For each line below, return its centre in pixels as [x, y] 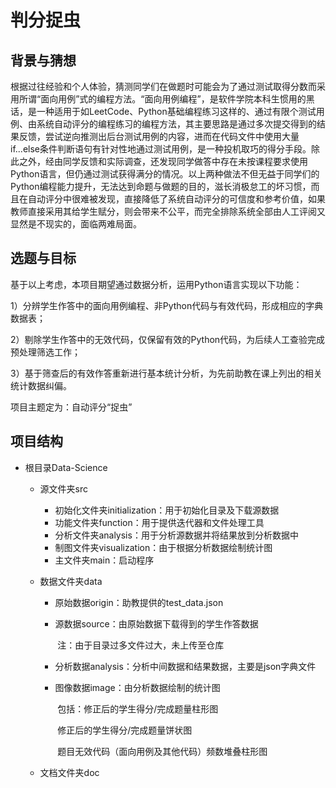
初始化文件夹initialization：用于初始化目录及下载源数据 [167, 510]
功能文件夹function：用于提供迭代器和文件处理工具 [159, 522]
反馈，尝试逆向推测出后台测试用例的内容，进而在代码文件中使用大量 [159, 136]
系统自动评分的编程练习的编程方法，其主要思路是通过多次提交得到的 [176, 124]
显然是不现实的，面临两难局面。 [76, 224]
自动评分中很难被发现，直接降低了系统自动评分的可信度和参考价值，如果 [176, 199]
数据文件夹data [71, 581]
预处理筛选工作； [45, 352]
